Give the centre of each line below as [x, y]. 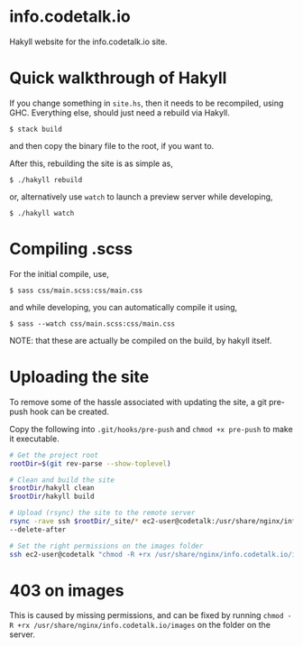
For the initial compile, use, [60, 273]
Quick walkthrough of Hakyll [118, 78]
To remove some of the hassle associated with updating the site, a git [138, 402]
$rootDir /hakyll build [52, 497]
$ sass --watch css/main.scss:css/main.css [92, 323]
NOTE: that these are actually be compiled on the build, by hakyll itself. [141, 340]
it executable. [35, 439]
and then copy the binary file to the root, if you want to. [112, 145]
